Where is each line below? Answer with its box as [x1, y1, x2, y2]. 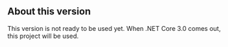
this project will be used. [7, 32, 80, 40]
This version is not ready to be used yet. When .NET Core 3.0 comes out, [7, 24, 222, 32]
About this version [7, 6, 91, 18]
